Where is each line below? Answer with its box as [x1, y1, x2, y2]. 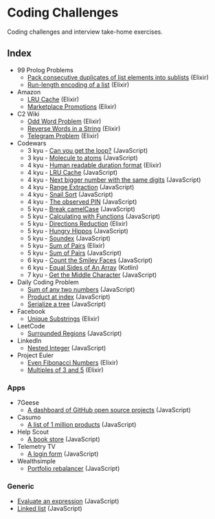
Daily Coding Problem [16, 277, 79, 286]
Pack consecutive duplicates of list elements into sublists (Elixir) [27, 73, 210, 81]
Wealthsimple [16, 457, 56, 465]
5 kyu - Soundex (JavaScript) [27, 234, 111, 242]
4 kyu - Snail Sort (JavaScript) [27, 190, 113, 198]
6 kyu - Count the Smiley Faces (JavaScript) [27, 256, 153, 264]
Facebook [16, 307, 46, 315]
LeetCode [16, 321, 45, 330]
